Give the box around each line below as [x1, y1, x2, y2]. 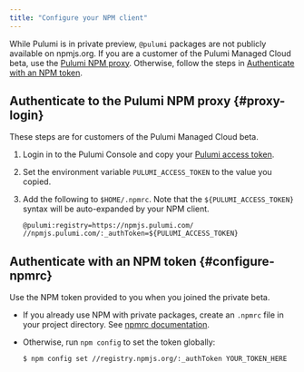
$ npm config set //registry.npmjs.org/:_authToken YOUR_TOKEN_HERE [22, 355, 288, 364]
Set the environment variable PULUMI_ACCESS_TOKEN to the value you [22, 167, 272, 178]
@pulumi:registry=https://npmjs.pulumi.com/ [22, 221, 194, 230]
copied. [22, 176, 52, 187]
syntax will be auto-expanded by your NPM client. [22, 203, 211, 214]
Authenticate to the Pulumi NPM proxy [9, 93, 231, 109]
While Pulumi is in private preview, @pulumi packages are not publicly [9, 38, 267, 49]
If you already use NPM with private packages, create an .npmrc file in [22, 309, 284, 320]
